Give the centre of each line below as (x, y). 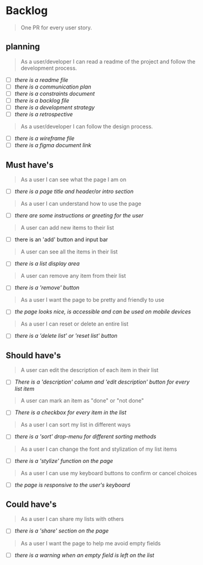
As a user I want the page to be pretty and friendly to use (92, 300)
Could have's (31, 505)
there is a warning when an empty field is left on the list (84, 555)
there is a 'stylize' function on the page (64, 461)
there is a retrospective (44, 114)
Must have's (30, 165)
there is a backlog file (42, 100)
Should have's (34, 355)
